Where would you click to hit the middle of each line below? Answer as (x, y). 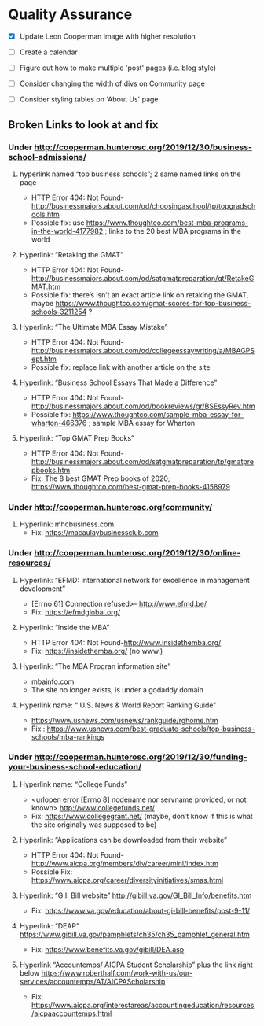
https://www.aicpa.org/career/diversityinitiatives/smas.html (127, 880)
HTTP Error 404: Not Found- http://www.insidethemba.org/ (126, 642)
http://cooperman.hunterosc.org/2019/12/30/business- (143, 147)
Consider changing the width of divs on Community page (112, 83)
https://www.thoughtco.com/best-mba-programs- (167, 223)
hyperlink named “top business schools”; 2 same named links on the (130, 174)
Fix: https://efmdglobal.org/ (76, 612)
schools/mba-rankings (68, 736)
